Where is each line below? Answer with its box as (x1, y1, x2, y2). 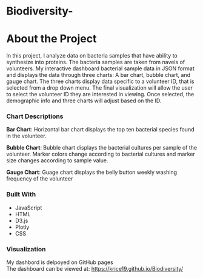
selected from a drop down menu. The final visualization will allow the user (6, 84, 193, 91)
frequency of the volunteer (6, 175, 73, 182)
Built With (6, 190, 36, 199)
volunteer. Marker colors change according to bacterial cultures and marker (6, 150, 195, 158)
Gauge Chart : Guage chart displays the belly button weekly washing (6, 168, 178, 176)
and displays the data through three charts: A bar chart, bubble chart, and (6, 71, 191, 79)
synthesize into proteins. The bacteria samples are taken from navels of (6, 59, 185, 66)
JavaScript (15, 204, 42, 211)
